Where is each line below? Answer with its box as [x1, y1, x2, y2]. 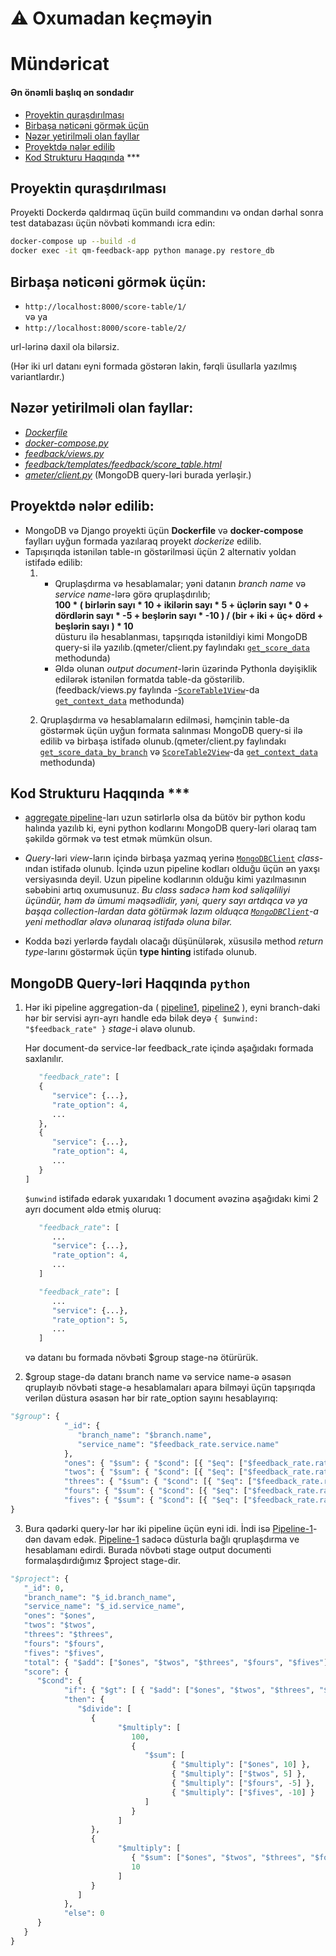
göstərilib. [203, 673, 245, 685]
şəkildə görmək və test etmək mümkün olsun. [24, 833, 213, 845]
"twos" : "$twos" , [23, 1620, 97, 1631]
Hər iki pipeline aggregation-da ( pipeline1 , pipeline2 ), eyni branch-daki [24, 1002, 321, 1014]
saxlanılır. [24, 1053, 64, 1065]
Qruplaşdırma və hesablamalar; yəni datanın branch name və [54, 577, 307, 589]
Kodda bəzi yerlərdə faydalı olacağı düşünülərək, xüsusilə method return [24, 935, 324, 947]
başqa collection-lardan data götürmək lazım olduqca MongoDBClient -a [24, 905, 319, 917]
